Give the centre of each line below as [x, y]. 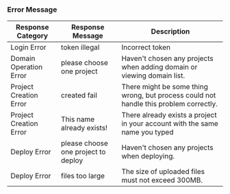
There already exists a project [169, 115]
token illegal [80, 47]
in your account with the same [170, 123]
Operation [27, 67]
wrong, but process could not [169, 95]
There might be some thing [165, 87]
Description [170, 32]
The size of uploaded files [163, 171]
